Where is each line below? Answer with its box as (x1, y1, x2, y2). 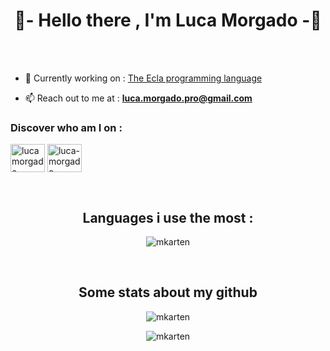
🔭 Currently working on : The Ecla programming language (24, 72, 263, 84)
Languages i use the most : (82, 209, 254, 226)
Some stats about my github (78, 284, 258, 301)
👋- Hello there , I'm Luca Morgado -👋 (14, 9, 322, 32)
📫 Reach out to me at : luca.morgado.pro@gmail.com (24, 92, 253, 104)
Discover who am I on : (10, 120, 123, 134)
